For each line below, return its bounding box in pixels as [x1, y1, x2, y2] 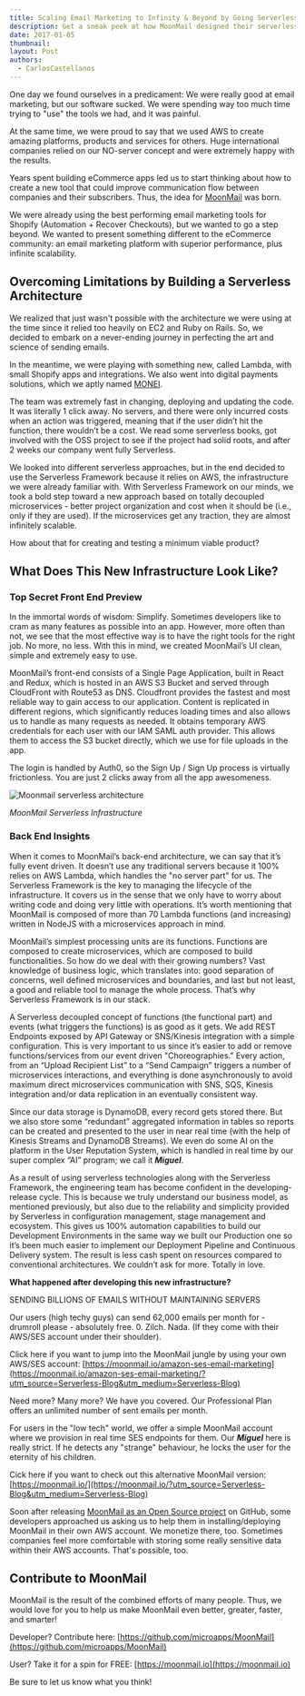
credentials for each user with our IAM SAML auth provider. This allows [9, 726, 275, 737]
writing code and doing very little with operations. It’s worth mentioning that [9, 898, 292, 909]
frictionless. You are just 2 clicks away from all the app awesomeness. [9, 772, 272, 783]
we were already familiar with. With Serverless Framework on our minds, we [9, 481, 294, 491]
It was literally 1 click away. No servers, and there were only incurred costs [9, 405, 289, 416]
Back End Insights [9, 830, 91, 843]
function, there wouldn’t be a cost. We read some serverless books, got [9, 424, 278, 436]
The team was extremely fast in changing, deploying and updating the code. [9, 396, 295, 407]
